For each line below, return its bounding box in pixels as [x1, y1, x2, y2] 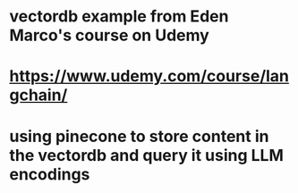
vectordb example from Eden [9, 6, 229, 27]
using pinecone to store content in [9, 126, 269, 147]
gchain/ [9, 85, 68, 105]
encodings [9, 164, 90, 184]
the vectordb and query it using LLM [9, 145, 285, 165]
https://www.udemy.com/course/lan [9, 66, 289, 87]
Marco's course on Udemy [9, 25, 210, 46]
